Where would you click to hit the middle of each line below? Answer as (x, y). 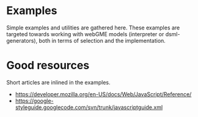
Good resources (48, 66)
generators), (22, 40)
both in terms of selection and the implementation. (102, 40)
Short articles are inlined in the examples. (58, 82)
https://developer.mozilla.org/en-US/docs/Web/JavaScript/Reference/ (103, 94)
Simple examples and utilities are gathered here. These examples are (93, 28)
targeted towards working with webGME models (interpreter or (85, 34)
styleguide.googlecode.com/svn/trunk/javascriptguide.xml (89, 107)
